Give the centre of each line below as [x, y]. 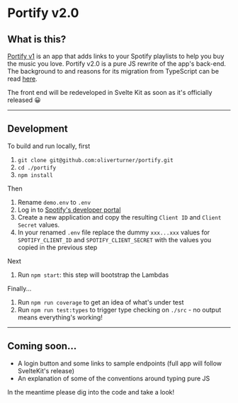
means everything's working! [60, 317]
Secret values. [39, 225]
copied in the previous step [57, 247]
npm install [35, 175]
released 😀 [24, 100]
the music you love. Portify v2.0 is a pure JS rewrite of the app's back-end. [117, 64]
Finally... [19, 288]
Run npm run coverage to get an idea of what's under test [101, 302]
